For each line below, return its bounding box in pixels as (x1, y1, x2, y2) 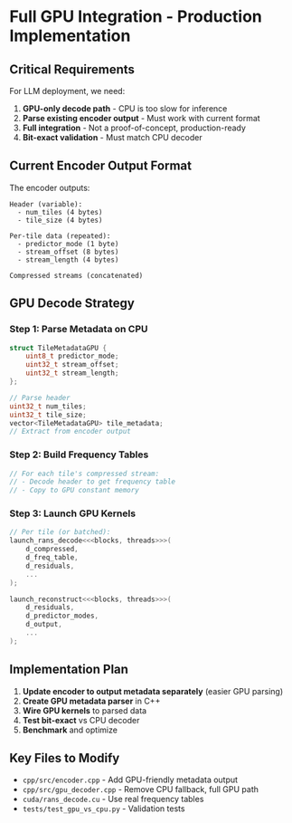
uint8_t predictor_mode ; (25, 351, 119, 361)
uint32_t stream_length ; (25, 368, 119, 378)
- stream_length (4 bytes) (17, 255, 119, 264)
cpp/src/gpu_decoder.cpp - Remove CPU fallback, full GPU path (22, 784, 259, 795)
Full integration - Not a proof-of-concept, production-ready (22, 122, 247, 133)
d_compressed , (25, 545, 79, 554)
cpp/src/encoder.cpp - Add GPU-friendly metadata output (22, 774, 238, 785)
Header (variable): (9, 199, 83, 209)
